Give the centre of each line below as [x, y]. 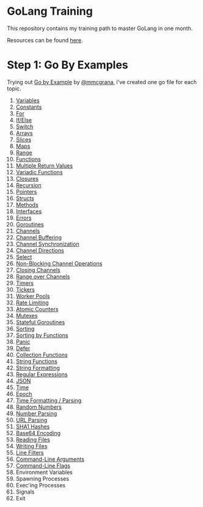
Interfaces [29, 211]
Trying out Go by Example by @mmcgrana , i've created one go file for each [102, 82]
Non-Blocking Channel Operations [59, 263]
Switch [24, 126]
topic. [14, 88]
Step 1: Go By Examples [68, 65]
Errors [24, 218]
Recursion [28, 185]
